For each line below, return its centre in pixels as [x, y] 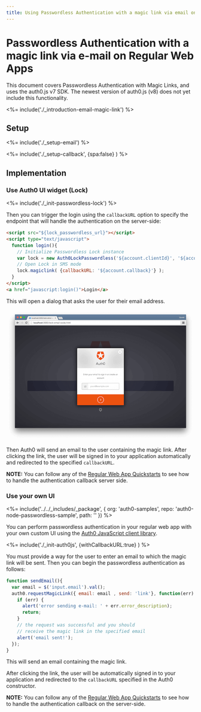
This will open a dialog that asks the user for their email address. [86, 301]
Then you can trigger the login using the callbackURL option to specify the [97, 215]
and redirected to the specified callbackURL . [60, 462]
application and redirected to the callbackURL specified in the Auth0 [90, 680]
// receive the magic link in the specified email [81, 631]
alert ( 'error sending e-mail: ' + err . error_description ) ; [97, 606]
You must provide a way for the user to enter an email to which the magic [96, 556]
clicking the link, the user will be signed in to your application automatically [98, 456]
